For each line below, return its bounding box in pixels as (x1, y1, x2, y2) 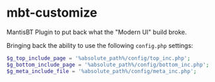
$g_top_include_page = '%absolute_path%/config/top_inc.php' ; (6, 54, 191, 62)
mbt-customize (6, 5, 98, 21)
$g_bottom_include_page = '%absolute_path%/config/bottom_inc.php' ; (6, 61, 209, 68)
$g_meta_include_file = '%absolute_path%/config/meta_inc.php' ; (6, 67, 197, 74)
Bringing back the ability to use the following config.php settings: (6, 41, 193, 49)
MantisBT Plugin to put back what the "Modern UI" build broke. (6, 28, 187, 36)
